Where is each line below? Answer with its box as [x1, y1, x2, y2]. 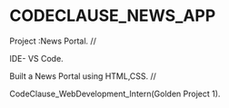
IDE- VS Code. [9, 53, 64, 64]
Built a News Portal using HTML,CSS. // [9, 70, 157, 82]
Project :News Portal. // [9, 35, 97, 46]
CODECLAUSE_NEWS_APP [9, 5, 216, 26]
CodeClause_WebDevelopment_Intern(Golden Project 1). [9, 88, 221, 99]
